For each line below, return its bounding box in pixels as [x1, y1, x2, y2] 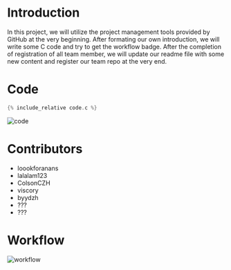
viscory [17, 186, 39, 195]
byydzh [17, 193, 39, 201]
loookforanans [17, 164, 59, 172]
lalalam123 [17, 171, 48, 179]
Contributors [7, 141, 83, 156]
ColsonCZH [17, 179, 50, 187]
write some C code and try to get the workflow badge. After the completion [7, 42, 221, 51]
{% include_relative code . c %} [7, 104, 98, 111]
